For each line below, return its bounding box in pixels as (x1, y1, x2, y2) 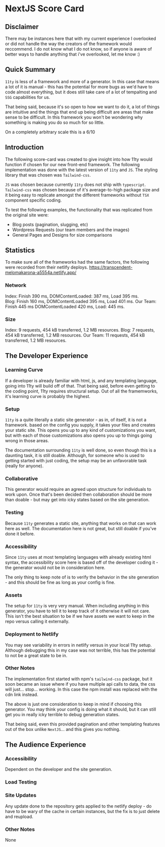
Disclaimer (5, 23, 39, 31)
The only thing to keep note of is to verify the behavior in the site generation (5, 574, 159, 580)
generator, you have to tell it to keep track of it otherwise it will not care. (5, 608, 151, 614)
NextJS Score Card (5, 3, 84, 14)
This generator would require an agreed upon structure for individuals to (5, 486, 151, 492)
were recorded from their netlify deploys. (5, 264, 88, 271)
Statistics (5, 246, 35, 255)
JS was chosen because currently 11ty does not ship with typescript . (5, 181, 146, 187)
